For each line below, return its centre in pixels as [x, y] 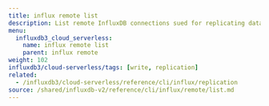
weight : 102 [28, 61]
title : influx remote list [53, 16]
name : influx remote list [66, 45]
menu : [17, 30]
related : [23, 75]
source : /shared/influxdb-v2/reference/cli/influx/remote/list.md [121, 90]
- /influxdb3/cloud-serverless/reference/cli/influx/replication [127, 82]
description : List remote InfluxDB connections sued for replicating [127, 23]
